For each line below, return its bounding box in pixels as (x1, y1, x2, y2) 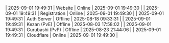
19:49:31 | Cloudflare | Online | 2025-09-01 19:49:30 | (5, 32, 118, 38)
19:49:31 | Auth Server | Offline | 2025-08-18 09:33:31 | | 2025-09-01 (5, 16, 151, 21)
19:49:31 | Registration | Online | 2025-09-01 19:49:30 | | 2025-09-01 (18, 10, 164, 16)
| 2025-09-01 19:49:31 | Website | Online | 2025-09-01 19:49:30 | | (5, 5, 146, 11)
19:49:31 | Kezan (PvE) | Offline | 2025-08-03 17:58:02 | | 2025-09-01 (5, 21, 152, 27)
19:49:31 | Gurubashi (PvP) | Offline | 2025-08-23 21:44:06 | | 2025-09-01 (5, 27, 161, 33)
